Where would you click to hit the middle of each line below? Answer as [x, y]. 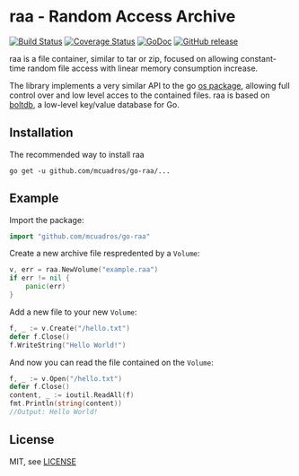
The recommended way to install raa [77, 154]
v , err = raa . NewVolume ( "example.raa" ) [84, 270]
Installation [41, 133]
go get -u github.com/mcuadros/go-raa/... [90, 171]
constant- [259, 58]
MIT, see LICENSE [43, 461]
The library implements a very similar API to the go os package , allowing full [149, 85]
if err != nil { [40, 278]
